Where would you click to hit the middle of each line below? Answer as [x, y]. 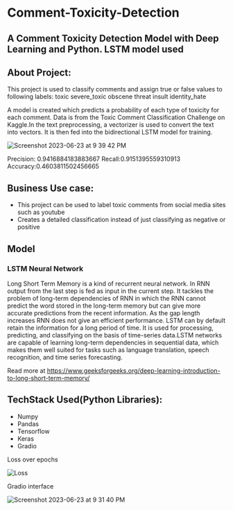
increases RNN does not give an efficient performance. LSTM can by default [116, 320]
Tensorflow [33, 431]
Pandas [28, 423]
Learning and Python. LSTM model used [95, 49]
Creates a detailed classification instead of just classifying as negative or [121, 220]
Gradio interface [31, 486]
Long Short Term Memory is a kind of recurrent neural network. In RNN [109, 283]
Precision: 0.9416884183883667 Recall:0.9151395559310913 [94, 159]
